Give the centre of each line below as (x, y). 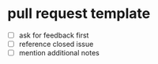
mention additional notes (59, 53)
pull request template (79, 14)
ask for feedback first (54, 35)
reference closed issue (56, 44)
